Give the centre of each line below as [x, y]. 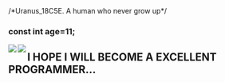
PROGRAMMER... [52, 70]
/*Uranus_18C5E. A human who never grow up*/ [88, 11]
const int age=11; [42, 31]
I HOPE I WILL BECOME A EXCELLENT [122, 57]
